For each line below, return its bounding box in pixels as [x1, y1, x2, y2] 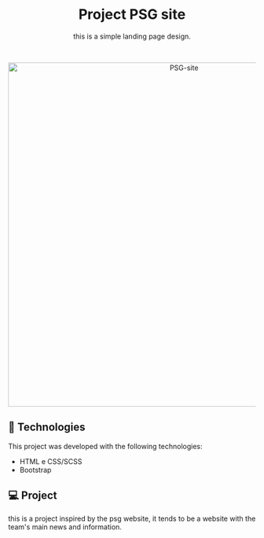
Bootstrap [19, 465, 52, 474]
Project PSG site [78, 6, 186, 24]
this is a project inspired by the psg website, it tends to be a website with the [8, 514, 256, 523]
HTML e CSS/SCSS [19, 456, 82, 466]
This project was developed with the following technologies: [8, 441, 203, 451]
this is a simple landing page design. [73, 31, 191, 41]
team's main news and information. [8, 521, 122, 532]
